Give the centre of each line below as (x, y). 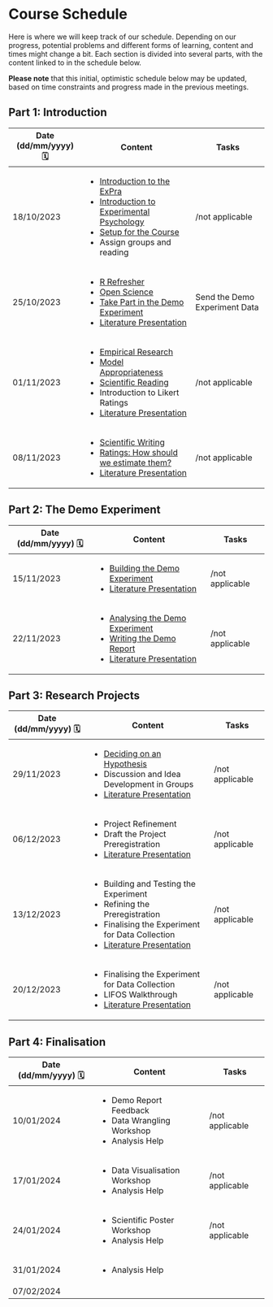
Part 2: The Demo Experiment (84, 510)
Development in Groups (149, 784)
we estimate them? (136, 462)
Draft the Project (135, 834)
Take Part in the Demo (142, 302)
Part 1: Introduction (58, 113)
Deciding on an (132, 754)
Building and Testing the (150, 884)
